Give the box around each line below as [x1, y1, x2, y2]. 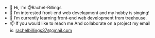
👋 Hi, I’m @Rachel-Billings [9, 5, 62, 10]
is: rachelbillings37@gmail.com [9, 27, 72, 33]
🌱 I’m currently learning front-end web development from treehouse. [9, 15, 147, 20]
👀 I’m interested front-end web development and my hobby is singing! [9, 10, 150, 16]
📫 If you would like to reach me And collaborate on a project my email [9, 20, 151, 26]
